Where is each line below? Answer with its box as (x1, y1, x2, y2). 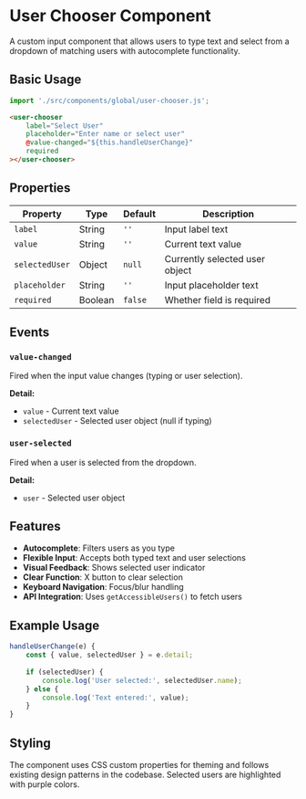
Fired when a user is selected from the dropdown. (9, 457, 198, 468)
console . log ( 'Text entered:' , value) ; (42, 693, 189, 702)
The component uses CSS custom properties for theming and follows (9, 759, 270, 770)
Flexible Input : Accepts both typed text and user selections (22, 552, 246, 563)
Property (22, 207, 62, 220)
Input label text (164, 223, 229, 236)
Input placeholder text (164, 279, 259, 291)
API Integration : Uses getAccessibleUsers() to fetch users (22, 591, 243, 603)
